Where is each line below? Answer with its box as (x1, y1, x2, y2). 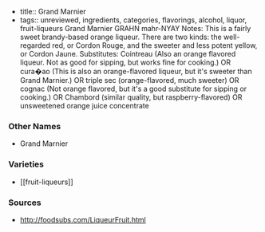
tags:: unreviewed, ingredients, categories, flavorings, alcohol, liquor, (19, 15, 247, 25)
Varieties (8, 159, 44, 170)
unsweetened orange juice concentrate (19, 101, 149, 110)
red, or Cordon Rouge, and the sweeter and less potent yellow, (51, 41, 258, 50)
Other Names (8, 120, 61, 132)
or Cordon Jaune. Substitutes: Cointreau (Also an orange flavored (19, 49, 236, 58)
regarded (19, 41, 50, 50)
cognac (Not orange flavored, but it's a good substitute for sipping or (19, 84, 247, 93)
